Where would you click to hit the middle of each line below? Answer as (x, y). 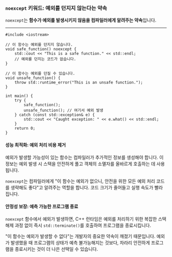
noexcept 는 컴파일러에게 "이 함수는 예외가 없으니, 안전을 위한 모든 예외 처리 (80, 181)
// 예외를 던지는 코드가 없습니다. (45, 59)
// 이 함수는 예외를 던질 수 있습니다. (40, 74)
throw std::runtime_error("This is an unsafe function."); (79, 83)
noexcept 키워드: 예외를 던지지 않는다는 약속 (56, 8)
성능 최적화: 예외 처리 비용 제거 (36, 145)
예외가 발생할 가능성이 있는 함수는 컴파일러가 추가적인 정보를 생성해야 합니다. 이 (84, 157)
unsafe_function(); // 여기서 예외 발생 (63, 111)
